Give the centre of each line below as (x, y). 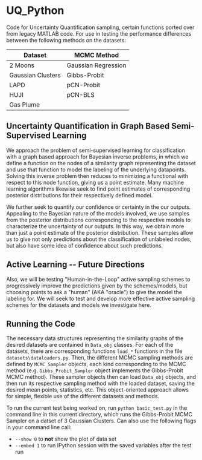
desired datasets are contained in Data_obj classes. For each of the (90, 345)
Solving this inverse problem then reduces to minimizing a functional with (97, 176)
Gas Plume (25, 105)
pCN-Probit (84, 85)
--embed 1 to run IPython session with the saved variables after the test (103, 445)
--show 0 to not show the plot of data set (65, 439)
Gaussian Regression (96, 65)
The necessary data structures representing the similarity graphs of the (95, 338)
